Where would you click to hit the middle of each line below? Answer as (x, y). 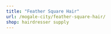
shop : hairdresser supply (37, 22)
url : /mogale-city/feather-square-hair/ (56, 17)
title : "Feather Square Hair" (43, 11)
